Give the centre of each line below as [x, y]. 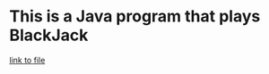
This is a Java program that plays [135, 16]
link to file [27, 60]
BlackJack [49, 35]
